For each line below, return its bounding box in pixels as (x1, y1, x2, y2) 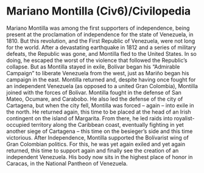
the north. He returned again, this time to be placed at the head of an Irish (6, 108, 191, 115)
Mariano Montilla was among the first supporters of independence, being (6, 24, 190, 32)
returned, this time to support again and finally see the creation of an (6, 147, 179, 154)
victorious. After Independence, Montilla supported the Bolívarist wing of (6, 134, 189, 141)
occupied (6, 121, 30, 128)
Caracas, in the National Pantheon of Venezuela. (6, 160, 128, 167)
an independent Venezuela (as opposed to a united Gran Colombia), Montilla (6, 82, 198, 89)
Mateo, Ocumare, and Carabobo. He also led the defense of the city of (6, 95, 183, 103)
